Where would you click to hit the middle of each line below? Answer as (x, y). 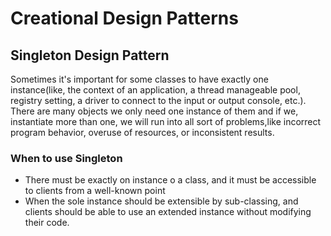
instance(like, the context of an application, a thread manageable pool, (155, 90)
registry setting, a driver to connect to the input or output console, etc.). (158, 100)
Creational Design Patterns (124, 18)
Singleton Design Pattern (90, 55)
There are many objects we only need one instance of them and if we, (154, 111)
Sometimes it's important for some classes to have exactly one (139, 79)
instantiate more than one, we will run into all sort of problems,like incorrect (166, 121)
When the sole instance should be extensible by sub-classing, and (161, 201)
